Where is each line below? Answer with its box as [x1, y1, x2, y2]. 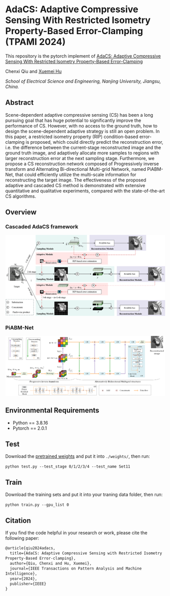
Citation [5, 516, 31, 525]
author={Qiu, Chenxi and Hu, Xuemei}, [10, 561, 92, 566]
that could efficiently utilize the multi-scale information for [15, 171, 137, 177]
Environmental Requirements [5, 406, 99, 415]
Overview [5, 208, 37, 217]
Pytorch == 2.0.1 [12, 425, 47, 431]
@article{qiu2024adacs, [5, 546, 56, 551]
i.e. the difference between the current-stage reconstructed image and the [5, 144, 161, 150]
